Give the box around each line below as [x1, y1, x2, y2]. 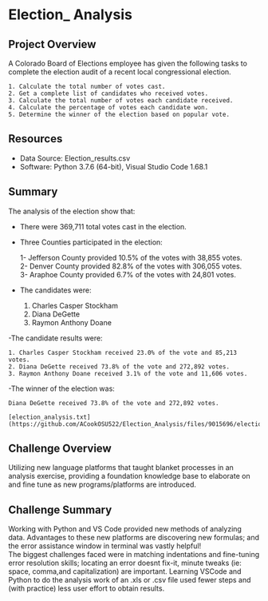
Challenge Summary [8, 503, 112, 516]
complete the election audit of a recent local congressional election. [8, 67, 231, 77]
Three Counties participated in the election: [19, 237, 164, 247]
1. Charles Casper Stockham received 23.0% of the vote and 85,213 [8, 348, 238, 356]
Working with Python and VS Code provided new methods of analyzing [8, 524, 242, 534]
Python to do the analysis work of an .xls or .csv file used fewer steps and [8, 575, 251, 585]
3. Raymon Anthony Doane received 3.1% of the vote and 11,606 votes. [8, 369, 248, 377]
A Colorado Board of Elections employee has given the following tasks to [8, 58, 247, 68]
